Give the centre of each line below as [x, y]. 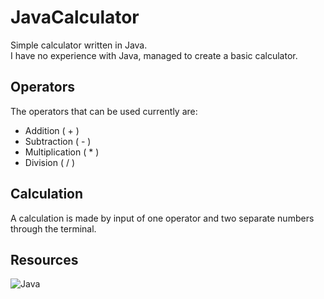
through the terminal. [53, 228]
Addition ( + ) [52, 130]
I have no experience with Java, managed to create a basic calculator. [154, 55]
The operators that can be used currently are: [104, 111]
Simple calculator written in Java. [79, 45]
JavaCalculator [75, 17]
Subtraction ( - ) [58, 141]
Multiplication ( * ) [62, 152]
